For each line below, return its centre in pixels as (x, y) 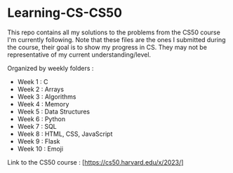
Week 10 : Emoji (40, 148)
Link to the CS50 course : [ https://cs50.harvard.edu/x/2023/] (95, 162)
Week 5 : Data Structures (54, 111)
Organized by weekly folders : (51, 68)
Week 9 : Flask (39, 141)
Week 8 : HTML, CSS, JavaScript (65, 134)
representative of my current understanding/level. (79, 55)
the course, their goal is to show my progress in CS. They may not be (107, 47)
